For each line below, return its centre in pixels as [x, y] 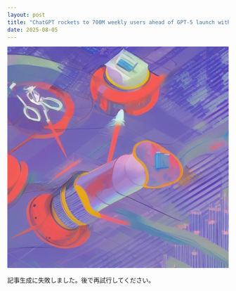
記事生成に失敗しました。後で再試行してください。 [81, 280]
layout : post [26, 15]
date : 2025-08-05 [33, 30]
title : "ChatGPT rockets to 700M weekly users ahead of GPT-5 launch [111, 22]
